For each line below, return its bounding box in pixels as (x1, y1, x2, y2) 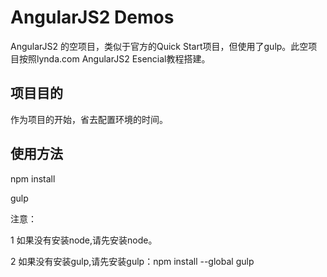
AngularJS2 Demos (10, 6, 175, 29)
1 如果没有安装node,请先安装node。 (10, 234, 158, 246)
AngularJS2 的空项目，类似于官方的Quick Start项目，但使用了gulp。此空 (10, 40, 309, 52)
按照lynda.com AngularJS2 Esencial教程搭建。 (18, 52, 211, 65)
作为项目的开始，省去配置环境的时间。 (10, 113, 168, 125)
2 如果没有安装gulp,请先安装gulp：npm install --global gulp (10, 255, 255, 267)
